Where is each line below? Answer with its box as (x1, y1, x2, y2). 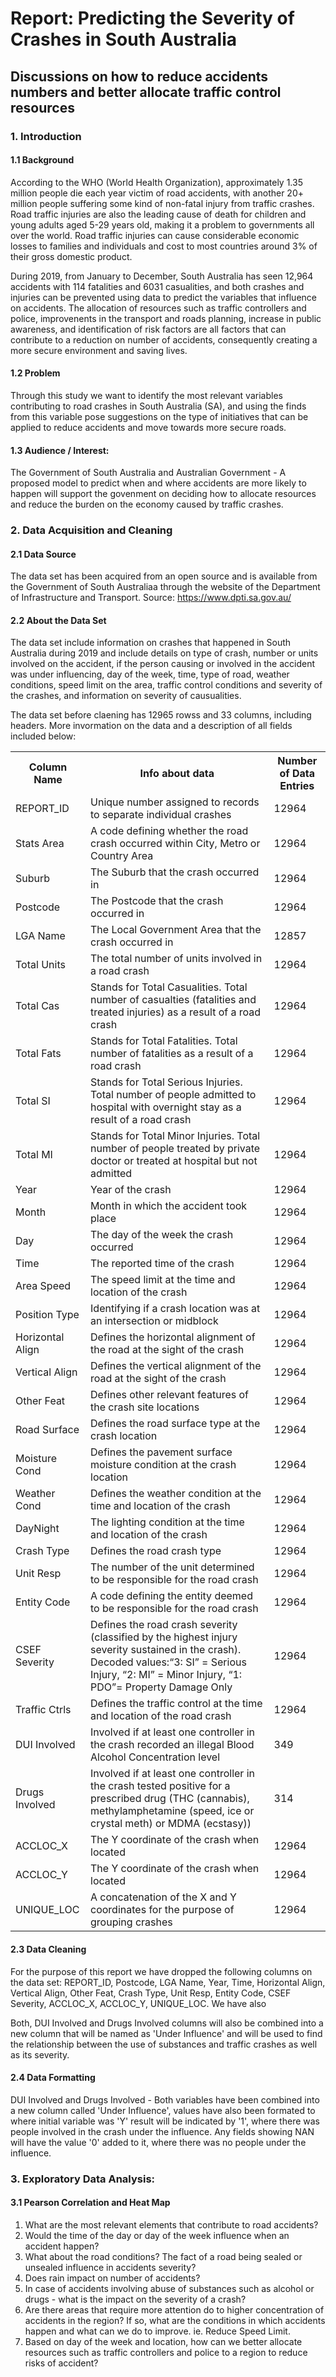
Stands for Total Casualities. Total (90, 980, 248, 994)
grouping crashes (90, 1915, 173, 1929)
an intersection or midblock (90, 1314, 219, 1328)
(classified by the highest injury (90, 1630, 238, 1644)
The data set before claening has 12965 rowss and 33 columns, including (10, 709, 312, 721)
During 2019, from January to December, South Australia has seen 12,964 (10, 270, 314, 282)
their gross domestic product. (10, 250, 133, 262)
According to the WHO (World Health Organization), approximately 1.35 (10, 176, 303, 188)
